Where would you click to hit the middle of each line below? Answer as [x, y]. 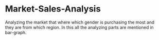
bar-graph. [16, 32]
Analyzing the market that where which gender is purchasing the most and [80, 22]
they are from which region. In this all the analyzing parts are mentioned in [79, 27]
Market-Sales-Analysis [53, 9]
